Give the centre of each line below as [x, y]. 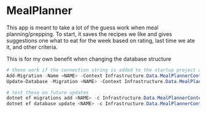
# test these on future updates [48, 92]
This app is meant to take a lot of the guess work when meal [82, 27]
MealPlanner [39, 11]
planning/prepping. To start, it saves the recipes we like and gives [89, 34]
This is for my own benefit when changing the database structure [89, 59]
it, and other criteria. [32, 47]
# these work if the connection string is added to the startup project [101, 70]
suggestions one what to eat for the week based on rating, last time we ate [101, 40]
